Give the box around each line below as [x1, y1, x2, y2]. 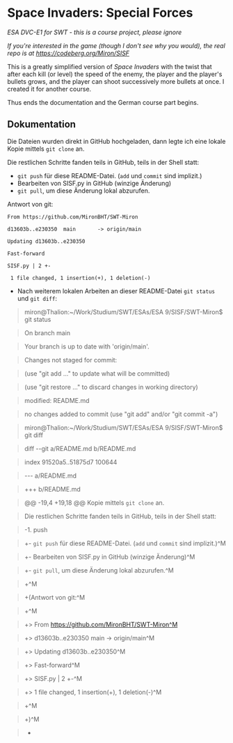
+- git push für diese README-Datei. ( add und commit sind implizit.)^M [24, 539, 226, 547]
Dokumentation [7, 119, 77, 131]
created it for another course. [7, 84, 92, 93]
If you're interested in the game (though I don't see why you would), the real [7, 41, 226, 50]
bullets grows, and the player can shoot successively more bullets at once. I [7, 77, 225, 85]
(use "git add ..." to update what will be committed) [24, 369, 170, 378]
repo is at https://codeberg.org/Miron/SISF [7, 49, 130, 57]
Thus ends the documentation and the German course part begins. [7, 98, 199, 106]
